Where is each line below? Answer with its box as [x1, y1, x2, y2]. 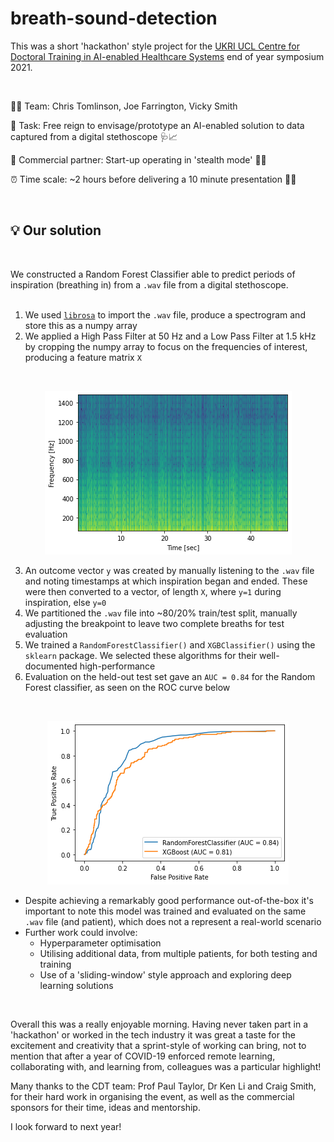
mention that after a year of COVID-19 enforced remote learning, [10, 1050, 276, 1062]
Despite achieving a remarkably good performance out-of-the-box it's [24, 894, 314, 906]
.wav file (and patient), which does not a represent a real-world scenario [24, 915, 322, 927]
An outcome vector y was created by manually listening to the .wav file [24, 564, 315, 576]
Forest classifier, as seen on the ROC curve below [24, 681, 231, 693]
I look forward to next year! [10, 1120, 122, 1132]
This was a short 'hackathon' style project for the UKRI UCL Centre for [10, 40, 301, 52]
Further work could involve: [24, 926, 138, 938]
